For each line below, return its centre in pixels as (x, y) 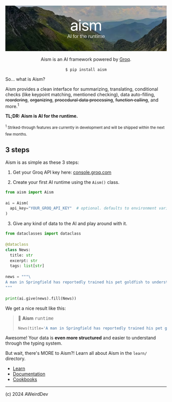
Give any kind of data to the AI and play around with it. (70, 224)
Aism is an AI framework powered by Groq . (86, 59)
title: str (21, 255)
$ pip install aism (86, 70)
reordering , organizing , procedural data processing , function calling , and (82, 100)
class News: (18, 250)
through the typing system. (34, 343)
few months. (16, 134)
